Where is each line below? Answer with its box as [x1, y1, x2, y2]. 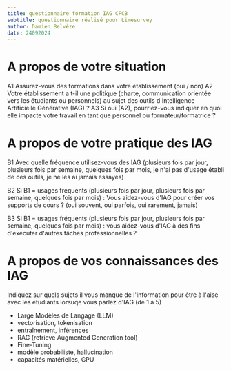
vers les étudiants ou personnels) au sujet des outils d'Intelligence [7, 97, 195, 105]
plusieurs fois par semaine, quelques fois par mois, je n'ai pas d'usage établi [7, 166, 225, 174]
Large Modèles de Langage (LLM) [17, 311, 114, 320]
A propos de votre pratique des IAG [7, 135, 212, 151]
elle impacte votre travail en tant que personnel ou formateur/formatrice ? [7, 111, 216, 119]
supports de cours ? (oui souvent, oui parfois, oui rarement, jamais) [7, 201, 198, 209]
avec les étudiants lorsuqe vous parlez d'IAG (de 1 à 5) [7, 298, 162, 306]
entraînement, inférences [17, 326, 89, 335]
